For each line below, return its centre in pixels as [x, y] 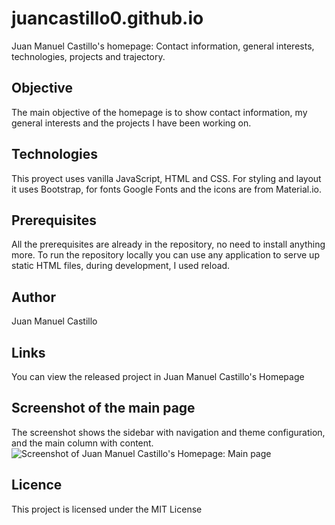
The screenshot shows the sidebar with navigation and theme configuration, [168, 432]
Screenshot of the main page [103, 408]
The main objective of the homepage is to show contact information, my [159, 112]
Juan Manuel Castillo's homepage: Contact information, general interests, [163, 46]
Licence [37, 485]
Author [33, 297]
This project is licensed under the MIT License [107, 509]
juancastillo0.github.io [107, 18]
